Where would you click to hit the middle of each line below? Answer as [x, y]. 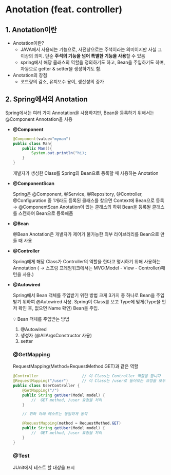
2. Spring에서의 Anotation [47, 99]
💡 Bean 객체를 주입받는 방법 [41, 319]
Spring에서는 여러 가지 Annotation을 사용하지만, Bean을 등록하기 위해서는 [80, 113]
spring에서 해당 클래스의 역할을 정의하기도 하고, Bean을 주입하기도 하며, [93, 62]
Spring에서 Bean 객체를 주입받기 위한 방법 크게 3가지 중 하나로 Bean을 [84, 295]
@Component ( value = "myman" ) [42, 139]
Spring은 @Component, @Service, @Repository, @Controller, [78, 194]
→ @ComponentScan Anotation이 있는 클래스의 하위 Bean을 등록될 [82, 207]
